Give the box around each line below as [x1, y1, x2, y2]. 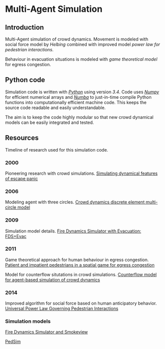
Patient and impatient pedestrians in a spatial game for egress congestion [5, 262, 155, 268]
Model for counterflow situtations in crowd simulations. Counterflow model [5, 271, 157, 277]
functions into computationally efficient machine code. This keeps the [5, 99, 147, 105]
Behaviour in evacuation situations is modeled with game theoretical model [5, 56, 158, 62]
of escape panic [5, 175, 38, 181]
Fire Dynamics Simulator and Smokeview [5, 329, 88, 335]
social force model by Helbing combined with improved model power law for [5, 41, 160, 47]
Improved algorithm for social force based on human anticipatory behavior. [5, 300, 157, 307]
